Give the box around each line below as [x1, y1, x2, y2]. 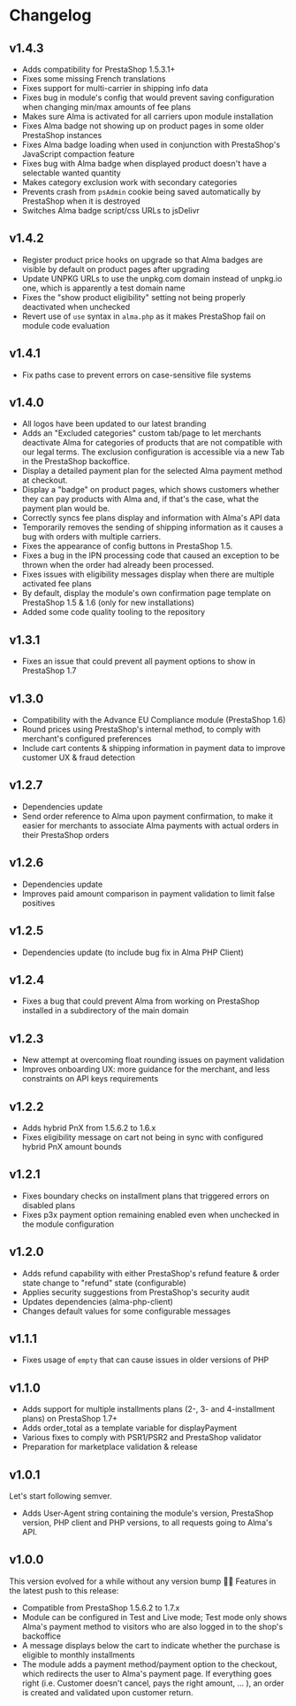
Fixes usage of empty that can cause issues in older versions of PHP [21, 1354, 269, 1365]
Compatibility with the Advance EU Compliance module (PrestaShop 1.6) [21, 715, 286, 725]
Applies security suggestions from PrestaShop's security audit [21, 1286, 250, 1298]
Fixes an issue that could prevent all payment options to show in [21, 656, 256, 667]
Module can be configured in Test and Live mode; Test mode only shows [21, 1611, 287, 1622]
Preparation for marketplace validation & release [21, 1441, 198, 1453]
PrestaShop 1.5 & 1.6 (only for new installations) [21, 597, 194, 608]
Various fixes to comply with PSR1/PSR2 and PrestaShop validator [21, 1432, 262, 1443]
